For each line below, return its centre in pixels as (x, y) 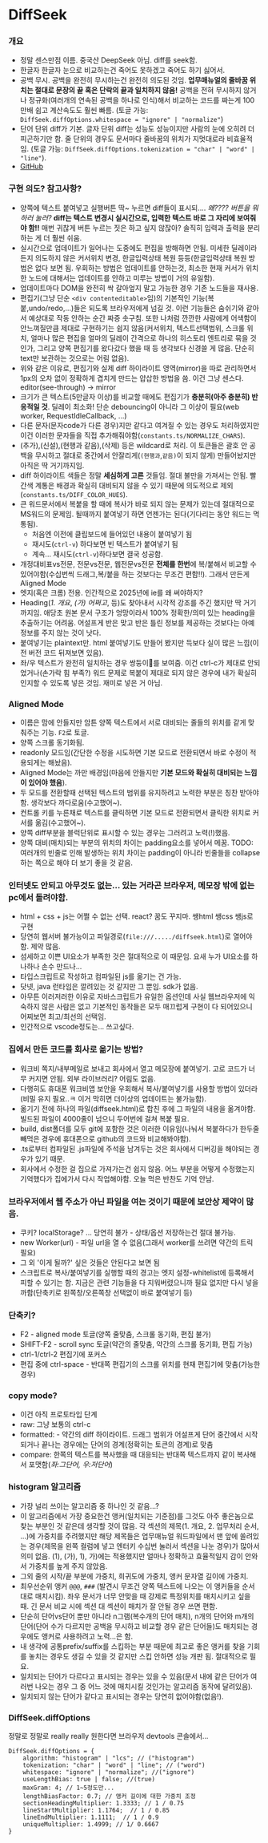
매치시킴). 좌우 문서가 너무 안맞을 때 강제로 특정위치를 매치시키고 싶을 (143, 1596)
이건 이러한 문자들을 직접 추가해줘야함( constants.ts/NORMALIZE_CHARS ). (132, 435)
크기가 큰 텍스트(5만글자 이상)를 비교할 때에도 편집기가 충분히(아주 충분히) (135, 396)
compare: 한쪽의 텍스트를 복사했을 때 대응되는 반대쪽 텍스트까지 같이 (127, 1454)
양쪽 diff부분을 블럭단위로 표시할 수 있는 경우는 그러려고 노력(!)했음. (125, 833)
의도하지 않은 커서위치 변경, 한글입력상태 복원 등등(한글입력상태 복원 (141, 257)
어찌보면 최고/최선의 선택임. (63, 1016)
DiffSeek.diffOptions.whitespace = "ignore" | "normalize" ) (122, 119)
